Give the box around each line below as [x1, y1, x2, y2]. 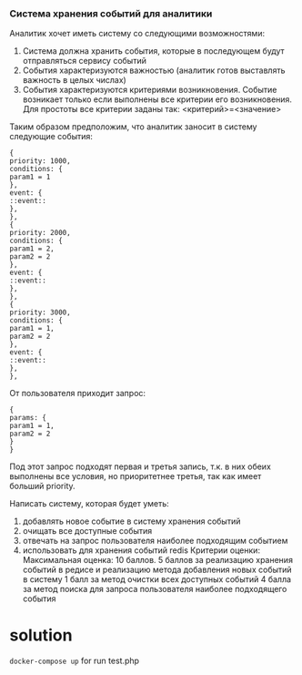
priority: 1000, [9, 157, 71, 166]
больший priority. [9, 481, 75, 492]
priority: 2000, [9, 229, 71, 238]
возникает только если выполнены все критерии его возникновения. [22, 94, 293, 105]
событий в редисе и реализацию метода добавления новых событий [22, 564, 293, 576]
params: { [9, 414, 47, 423]
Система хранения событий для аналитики [9, 7, 213, 20]
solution [9, 625, 73, 646]
